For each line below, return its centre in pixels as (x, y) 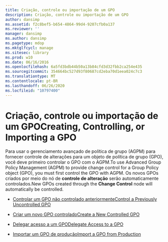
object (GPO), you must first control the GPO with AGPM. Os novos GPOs (82, 173)
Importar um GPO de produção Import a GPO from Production (77, 234)
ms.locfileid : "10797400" (33, 90)
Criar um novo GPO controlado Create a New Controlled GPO (76, 214)
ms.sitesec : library (27, 52)
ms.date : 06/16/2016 (27, 62)
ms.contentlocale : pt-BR (32, 81)
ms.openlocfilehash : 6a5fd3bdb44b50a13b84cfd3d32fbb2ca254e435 (74, 67)
